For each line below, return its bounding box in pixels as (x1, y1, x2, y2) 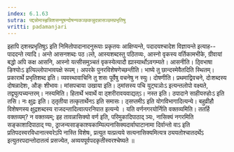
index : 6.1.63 (7, 10, 49, 17)
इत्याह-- (197, 43, 216, 51)
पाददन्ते (7, 50, 24, 59)
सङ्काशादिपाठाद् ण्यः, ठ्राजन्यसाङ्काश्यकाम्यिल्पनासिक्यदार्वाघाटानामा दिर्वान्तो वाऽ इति (7, 121, 191, 129)
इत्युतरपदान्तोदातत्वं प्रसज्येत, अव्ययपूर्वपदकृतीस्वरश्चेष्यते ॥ (7, 137, 135, 145)
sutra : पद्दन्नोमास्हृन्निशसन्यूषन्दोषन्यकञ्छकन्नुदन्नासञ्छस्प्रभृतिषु (7, 17, 126, 24)
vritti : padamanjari (7, 23, 68, 30)
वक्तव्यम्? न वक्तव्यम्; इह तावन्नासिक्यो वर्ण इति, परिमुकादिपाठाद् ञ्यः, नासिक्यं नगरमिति (7, 113, 194, 121)
